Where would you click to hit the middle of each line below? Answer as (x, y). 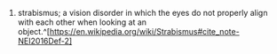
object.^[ (34, 31)
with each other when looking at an (82, 22)
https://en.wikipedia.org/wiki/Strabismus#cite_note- (144, 31)
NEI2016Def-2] (45, 41)
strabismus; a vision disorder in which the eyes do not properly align (142, 13)
